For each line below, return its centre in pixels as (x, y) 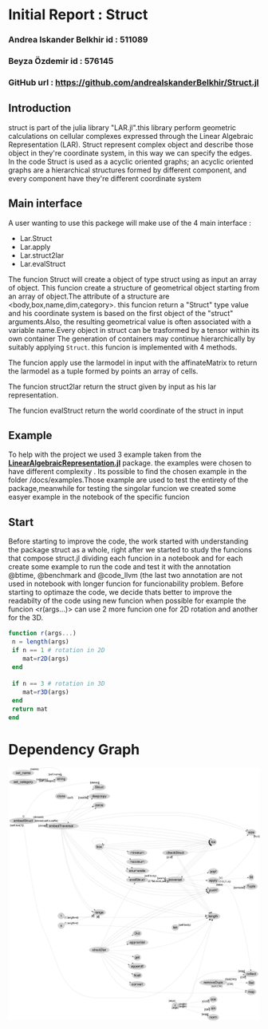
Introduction (40, 108)
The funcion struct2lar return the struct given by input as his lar (112, 386)
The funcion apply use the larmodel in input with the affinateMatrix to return (133, 362)
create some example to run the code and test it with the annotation (120, 567)
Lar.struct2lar (42, 255)
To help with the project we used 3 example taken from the (105, 455)
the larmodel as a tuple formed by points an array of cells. (103, 371)
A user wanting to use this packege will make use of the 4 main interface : (130, 223)
